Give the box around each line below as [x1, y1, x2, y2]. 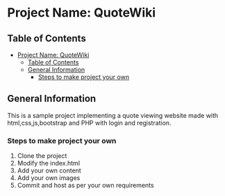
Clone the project [17, 152, 67, 160]
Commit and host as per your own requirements [17, 181, 154, 190]
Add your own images [17, 174, 81, 182]
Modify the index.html [17, 159, 81, 168]
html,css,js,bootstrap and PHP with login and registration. [7, 118, 172, 127]
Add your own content [17, 166, 81, 175]
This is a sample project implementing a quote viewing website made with [7, 111, 219, 119]
